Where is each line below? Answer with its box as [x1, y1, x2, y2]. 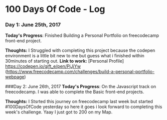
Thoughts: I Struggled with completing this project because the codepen [5, 47, 156, 53]
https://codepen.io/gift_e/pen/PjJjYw [5, 63, 81, 69]
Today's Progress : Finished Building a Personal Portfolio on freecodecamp [5, 32, 160, 38]
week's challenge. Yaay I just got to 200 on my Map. [5, 109, 113, 115]
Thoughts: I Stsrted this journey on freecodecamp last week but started [5, 99, 153, 105]
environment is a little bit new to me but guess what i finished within [5, 53, 145, 59]
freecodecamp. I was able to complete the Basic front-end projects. [5, 89, 145, 95]
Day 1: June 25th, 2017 [5, 21, 61, 28]
